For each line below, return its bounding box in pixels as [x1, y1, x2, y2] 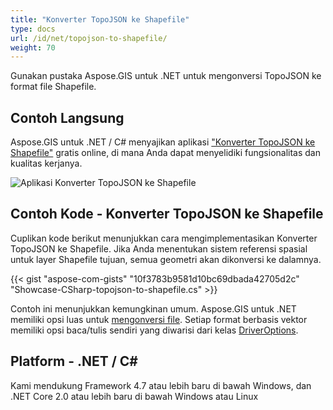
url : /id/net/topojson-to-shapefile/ [10, 33, 168, 43]
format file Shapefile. [10, 81, 97, 93]
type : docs [10, 24, 56, 34]
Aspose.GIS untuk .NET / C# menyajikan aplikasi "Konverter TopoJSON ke [10, 136, 316, 148]
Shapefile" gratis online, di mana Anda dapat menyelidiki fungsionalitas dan [10, 147, 321, 159]
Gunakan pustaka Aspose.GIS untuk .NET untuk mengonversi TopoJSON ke [10, 70, 322, 82]
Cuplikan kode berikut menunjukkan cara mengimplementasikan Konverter [10, 232, 318, 244]
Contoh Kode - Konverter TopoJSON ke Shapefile [10, 206, 324, 223]
